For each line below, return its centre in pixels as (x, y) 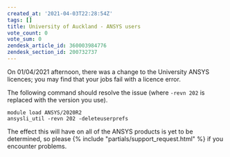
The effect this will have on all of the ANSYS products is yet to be (100, 131)
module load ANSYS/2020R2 (44, 112)
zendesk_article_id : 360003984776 (57, 46)
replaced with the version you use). (57, 100)
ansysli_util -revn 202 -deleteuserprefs (68, 118)
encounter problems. (37, 146)
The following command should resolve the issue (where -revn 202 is (106, 92)
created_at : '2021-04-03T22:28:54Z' (60, 13)
